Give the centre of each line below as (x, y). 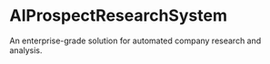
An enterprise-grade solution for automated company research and (135, 41)
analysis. (26, 50)
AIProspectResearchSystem (118, 16)
